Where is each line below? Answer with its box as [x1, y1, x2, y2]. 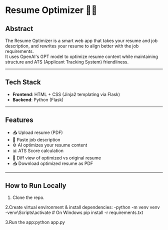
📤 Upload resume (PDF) [12, 129, 63, 135]
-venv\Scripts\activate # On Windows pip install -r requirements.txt [5, 209, 143, 215]
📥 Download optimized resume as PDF [12, 160, 93, 166]
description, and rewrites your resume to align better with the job [5, 43, 139, 49]
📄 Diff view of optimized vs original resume [12, 154, 101, 160]
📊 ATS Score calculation [12, 147, 64, 153]
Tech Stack [5, 78, 41, 86]
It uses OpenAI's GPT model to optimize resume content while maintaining [5, 53, 158, 59]
